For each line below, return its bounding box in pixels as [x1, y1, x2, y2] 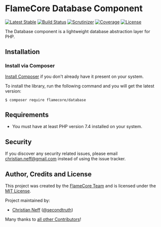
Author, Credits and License [5, 170, 92, 178]
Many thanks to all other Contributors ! [5, 216, 81, 222]
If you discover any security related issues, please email [5, 151, 118, 156]
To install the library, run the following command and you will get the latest [5, 83, 155, 89]
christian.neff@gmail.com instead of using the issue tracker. [5, 156, 126, 162]
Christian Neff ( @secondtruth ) [12, 207, 73, 213]
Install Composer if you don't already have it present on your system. [5, 74, 144, 79]
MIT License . [5, 188, 31, 194]
